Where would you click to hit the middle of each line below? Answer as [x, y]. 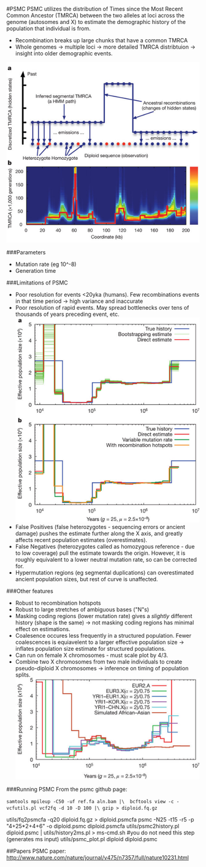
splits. [23, 675]
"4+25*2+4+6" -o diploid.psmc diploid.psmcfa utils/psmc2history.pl [93, 826]
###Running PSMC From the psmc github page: [67, 790]
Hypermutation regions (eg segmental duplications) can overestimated [105, 573]
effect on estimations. [43, 629]
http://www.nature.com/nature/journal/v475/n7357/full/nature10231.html [97, 858]
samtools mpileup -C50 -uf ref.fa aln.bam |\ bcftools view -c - [93, 802]
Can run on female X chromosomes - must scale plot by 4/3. [92, 655]
